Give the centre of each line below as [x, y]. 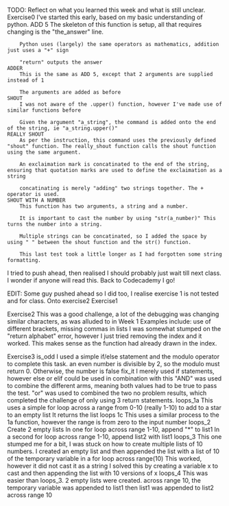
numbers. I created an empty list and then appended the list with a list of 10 [113, 451]
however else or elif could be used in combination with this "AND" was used [114, 378]
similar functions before [44, 110]
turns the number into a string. [55, 224]
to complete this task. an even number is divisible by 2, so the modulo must [113, 364]
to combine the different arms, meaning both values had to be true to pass [112, 386]
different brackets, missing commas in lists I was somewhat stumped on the [114, 329]
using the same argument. [44, 152]
